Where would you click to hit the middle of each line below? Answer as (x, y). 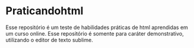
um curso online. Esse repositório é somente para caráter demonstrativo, (95, 33)
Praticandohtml (44, 11)
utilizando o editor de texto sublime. (49, 40)
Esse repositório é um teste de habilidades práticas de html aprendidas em (97, 27)
